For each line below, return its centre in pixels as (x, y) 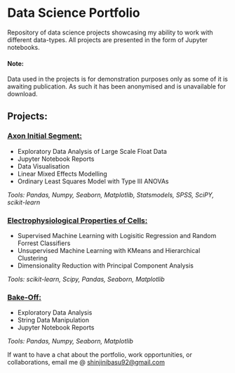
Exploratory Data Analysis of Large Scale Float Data (92, 151)
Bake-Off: (25, 298)
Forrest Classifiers (44, 243)
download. (22, 94)
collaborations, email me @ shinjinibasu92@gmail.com (86, 362)
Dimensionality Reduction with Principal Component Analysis (106, 266)
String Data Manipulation (53, 320)
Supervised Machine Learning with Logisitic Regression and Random (117, 236)
